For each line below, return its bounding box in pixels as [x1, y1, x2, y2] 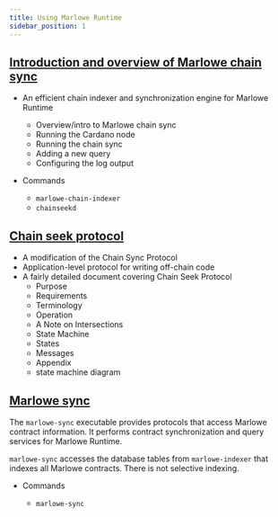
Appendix [35, 357, 72, 369]
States [35, 338, 60, 349]
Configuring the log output [35, 158, 135, 169]
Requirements [35, 290, 88, 301]
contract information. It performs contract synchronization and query [9, 426, 265, 437]
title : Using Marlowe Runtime [9, 13, 123, 22]
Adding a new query [35, 148, 111, 159]
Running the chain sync [35, 138, 123, 149]
